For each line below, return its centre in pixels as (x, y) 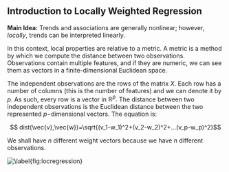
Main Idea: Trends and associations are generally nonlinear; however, (106, 27)
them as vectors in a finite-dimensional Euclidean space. (87, 70)
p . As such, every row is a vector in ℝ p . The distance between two (101, 99)
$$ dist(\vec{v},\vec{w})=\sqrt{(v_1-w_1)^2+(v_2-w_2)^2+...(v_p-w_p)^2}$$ (116, 127)
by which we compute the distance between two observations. (96, 56)
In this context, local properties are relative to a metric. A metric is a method (115, 48)
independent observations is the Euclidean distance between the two (105, 107)
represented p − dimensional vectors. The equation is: (82, 114)
